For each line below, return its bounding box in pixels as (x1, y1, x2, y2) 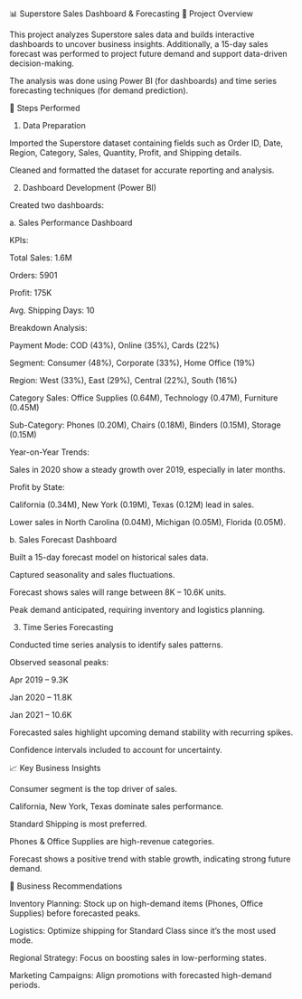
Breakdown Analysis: (9, 323, 88, 333)
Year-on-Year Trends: (9, 447, 90, 457)
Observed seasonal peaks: (9, 657, 109, 667)
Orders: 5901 (9, 270, 58, 280)
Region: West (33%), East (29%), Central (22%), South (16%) (9, 375, 238, 385)
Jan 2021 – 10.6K (9, 710, 72, 720)
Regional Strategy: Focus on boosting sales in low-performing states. (9, 953, 267, 963)
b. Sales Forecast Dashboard (9, 534, 118, 545)
